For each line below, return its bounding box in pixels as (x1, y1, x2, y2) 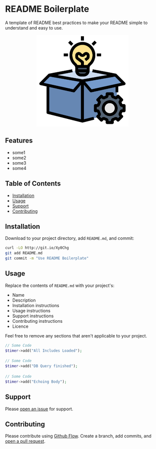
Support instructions (12, 313, 54, 319)
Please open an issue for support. (5, 406, 74, 412)
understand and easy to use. (5, 25, 63, 30)
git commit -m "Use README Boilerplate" (5, 256, 89, 261)
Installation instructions (12, 302, 60, 308)
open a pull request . (5, 438, 46, 444)
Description (12, 297, 36, 303)
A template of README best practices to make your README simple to (5, 20, 148, 26)
